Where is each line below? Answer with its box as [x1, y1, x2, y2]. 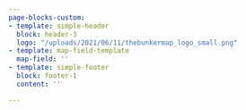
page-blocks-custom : [8, 13, 86, 22]
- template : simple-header [8, 21, 110, 30]
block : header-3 [16, 30, 77, 38]
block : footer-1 [16, 72, 77, 80]
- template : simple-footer [8, 63, 110, 72]
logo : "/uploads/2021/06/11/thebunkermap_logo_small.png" [16, 38, 239, 47]
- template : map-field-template [8, 47, 129, 55]
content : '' [16, 80, 62, 89]
